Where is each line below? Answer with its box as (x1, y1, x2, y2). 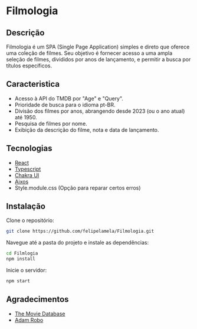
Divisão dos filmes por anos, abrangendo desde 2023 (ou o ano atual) (14, 108, 185, 115)
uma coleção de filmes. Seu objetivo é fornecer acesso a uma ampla (6, 50, 173, 57)
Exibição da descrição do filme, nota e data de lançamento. (14, 126, 159, 133)
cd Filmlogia (6, 250, 38, 256)
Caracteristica (6, 79, 60, 89)
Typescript (14, 165, 41, 172)
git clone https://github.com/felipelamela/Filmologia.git (6, 229, 155, 234)
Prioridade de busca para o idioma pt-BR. (14, 101, 116, 108)
